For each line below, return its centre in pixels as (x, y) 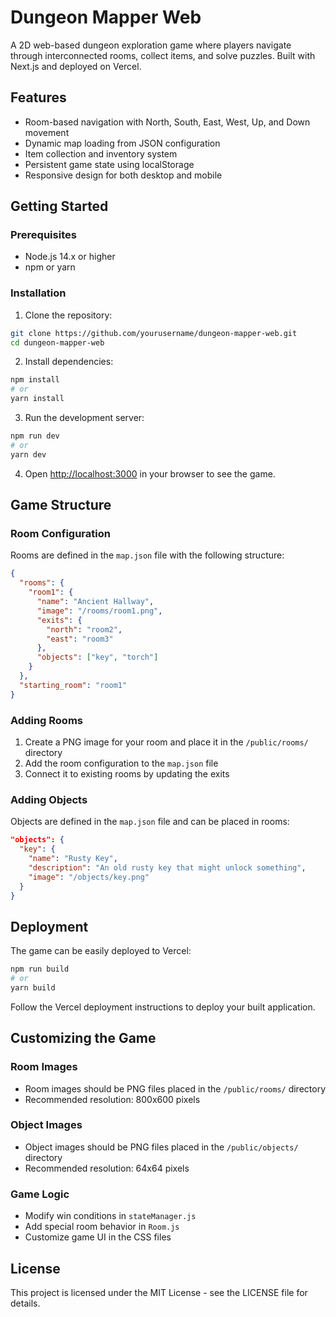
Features (38, 97)
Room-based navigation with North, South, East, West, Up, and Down (167, 122)
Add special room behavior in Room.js (102, 1227)
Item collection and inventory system (101, 153)
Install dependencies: (69, 362)
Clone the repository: (68, 315)
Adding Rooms (46, 720)
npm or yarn (50, 267)
